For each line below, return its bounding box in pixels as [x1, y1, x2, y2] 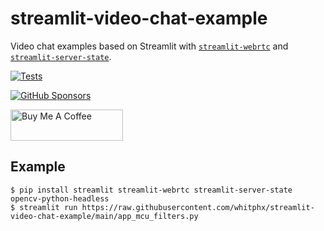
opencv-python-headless [10, 193, 110, 204]
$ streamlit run [10, 202, 78, 212]
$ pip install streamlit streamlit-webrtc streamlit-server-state [10, 185, 293, 195]
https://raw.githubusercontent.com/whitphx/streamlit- [81, 202, 315, 212]
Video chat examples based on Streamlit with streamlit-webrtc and [10, 40, 289, 52]
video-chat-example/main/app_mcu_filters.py [10, 211, 199, 221]
